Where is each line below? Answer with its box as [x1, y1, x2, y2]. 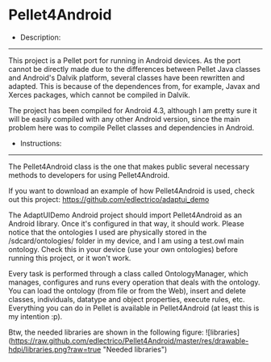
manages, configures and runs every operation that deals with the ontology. [8, 277, 261, 287]
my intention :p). [8, 311, 63, 321]
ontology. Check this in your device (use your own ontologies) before [8, 244, 238, 254]
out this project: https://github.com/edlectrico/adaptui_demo [8, 194, 210, 204]
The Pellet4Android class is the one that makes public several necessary [8, 162, 250, 171]
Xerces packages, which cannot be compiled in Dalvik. [8, 90, 191, 99]
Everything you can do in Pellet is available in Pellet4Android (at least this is [8, 303, 260, 313]
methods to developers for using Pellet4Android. [8, 170, 170, 179]
